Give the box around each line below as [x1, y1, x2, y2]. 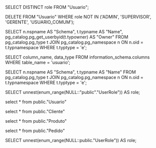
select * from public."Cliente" [5, 109, 65, 114]
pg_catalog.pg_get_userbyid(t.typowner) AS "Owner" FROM [5, 34, 129, 40]
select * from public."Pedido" [5, 128, 65, 134]
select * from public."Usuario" [5, 99, 67, 105]
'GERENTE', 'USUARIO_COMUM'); [5, 19, 75, 25]
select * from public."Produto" [5, 118, 67, 124]
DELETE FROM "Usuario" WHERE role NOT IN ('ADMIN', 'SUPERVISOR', [5, 14, 152, 19]
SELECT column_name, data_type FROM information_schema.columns [5, 54, 150, 60]
